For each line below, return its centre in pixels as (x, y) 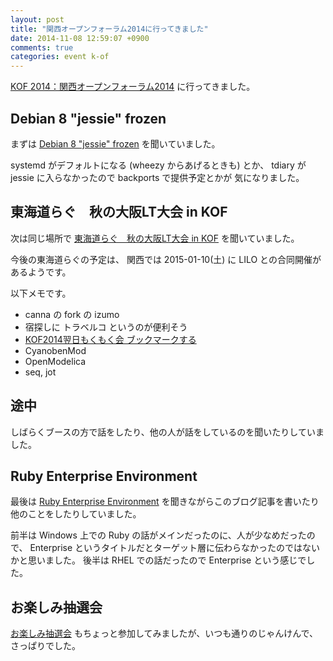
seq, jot (40, 372)
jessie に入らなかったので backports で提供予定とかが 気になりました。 (157, 177)
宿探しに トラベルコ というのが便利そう (106, 327)
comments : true (42, 47)
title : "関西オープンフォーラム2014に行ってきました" (109, 29)
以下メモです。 (41, 293)
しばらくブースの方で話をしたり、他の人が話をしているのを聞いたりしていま (167, 432)
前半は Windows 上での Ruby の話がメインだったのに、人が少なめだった (158, 535)
